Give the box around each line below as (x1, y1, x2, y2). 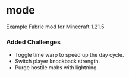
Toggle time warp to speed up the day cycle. (14, 52, 124, 59)
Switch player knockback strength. (14, 57, 100, 65)
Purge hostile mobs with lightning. (14, 64, 99, 71)
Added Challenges (6, 38, 61, 46)
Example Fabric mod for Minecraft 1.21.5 (6, 23, 105, 30)
